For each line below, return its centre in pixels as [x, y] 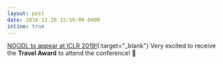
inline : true [26, 26]
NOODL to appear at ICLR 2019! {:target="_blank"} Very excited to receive [111, 46]
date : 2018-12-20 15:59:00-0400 [54, 20]
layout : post [26, 13]
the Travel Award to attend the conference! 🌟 [72, 53]
